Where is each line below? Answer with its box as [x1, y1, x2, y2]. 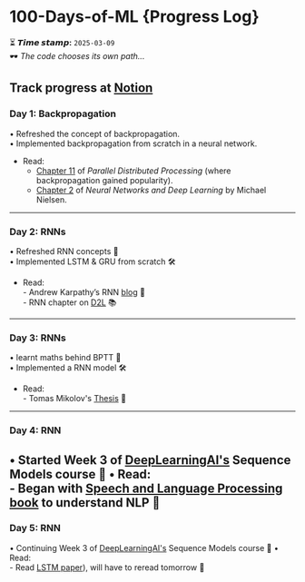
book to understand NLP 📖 [9, 495, 161, 510]
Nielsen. [35, 193, 67, 205]
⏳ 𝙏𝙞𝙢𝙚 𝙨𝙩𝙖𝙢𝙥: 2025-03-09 [9, 36, 115, 47]
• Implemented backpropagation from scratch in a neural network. [9, 138, 258, 149]
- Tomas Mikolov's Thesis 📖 [22, 393, 127, 404]
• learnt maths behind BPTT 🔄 [9, 352, 122, 363]
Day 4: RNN [9, 424, 62, 437]
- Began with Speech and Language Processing [9, 480, 283, 496]
